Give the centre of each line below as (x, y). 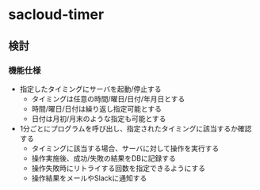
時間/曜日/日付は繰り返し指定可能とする (97, 108)
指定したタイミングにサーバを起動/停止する (90, 89)
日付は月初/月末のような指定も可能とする (99, 118)
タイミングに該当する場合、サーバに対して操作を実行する (125, 148)
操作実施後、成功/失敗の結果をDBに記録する (103, 158)
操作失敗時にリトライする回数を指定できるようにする (119, 168)
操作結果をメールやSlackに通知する (89, 178)
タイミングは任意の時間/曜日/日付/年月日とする (108, 99)
